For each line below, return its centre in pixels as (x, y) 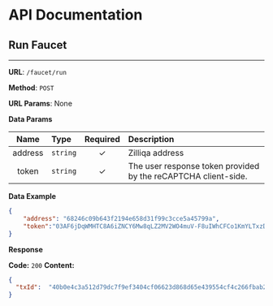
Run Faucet (38, 45)
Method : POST (31, 88)
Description (151, 139)
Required (102, 139)
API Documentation (76, 15)
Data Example (32, 196)
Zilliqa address (156, 153)
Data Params (30, 119)
